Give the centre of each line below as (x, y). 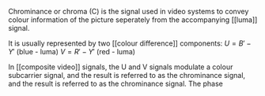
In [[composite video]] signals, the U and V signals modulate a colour (121, 67)
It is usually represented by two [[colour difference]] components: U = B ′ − (130, 43)
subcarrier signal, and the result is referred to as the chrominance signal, (127, 75)
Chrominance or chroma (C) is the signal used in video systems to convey (129, 11)
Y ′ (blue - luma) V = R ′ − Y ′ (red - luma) (72, 52)
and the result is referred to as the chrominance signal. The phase (115, 83)
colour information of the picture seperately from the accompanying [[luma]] (133, 20)
